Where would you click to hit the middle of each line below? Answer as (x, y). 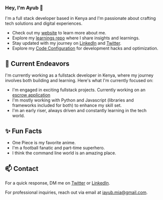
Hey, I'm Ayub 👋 (24, 8)
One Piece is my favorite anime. (44, 142)
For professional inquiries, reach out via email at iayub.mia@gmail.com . (76, 192)
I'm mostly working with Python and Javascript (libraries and (73, 100)
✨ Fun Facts (24, 131)
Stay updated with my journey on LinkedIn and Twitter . (67, 43)
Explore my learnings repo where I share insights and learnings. (76, 38)
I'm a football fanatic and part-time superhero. (58, 148)
